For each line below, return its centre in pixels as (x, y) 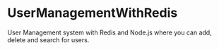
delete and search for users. (48, 39)
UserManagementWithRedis (93, 13)
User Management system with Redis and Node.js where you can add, (109, 32)
